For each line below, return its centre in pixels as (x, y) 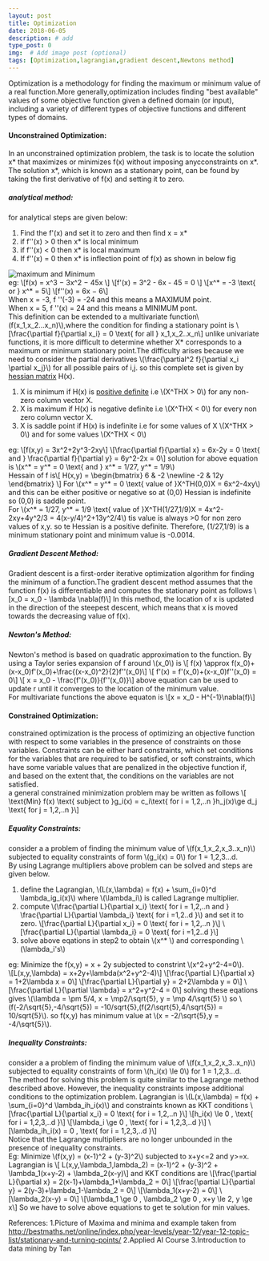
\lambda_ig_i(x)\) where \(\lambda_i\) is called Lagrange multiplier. (129, 898)
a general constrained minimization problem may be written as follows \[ (127, 793)
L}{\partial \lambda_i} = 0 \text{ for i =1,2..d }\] (143, 932)
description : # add (41, 38)
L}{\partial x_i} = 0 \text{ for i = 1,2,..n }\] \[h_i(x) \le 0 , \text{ (154, 1114)
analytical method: (41, 197)
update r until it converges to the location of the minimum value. (114, 688)
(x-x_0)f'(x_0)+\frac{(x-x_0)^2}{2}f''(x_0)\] (78, 671)
